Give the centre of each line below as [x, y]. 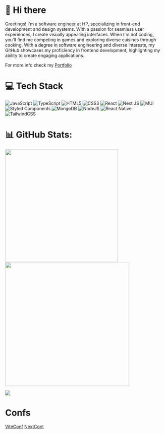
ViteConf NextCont [25, 427]
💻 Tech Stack [34, 86]
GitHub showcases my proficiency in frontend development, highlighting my [82, 50]
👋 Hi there [26, 10]
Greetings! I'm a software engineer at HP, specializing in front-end [73, 24]
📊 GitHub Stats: [39, 135]
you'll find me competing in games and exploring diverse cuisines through [81, 40]
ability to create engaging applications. [45, 55]
